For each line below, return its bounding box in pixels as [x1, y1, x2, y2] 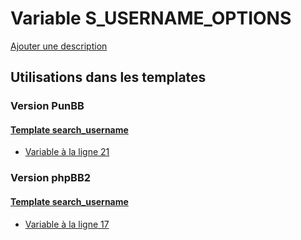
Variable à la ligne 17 [24, 218, 110, 230]
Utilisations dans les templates [10, 69, 207, 86]
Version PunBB [10, 99, 85, 113]
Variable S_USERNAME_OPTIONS [10, 7, 292, 30]
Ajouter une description [10, 40, 108, 52]
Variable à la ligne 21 [24, 146, 110, 158]
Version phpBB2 [10, 171, 92, 185]
